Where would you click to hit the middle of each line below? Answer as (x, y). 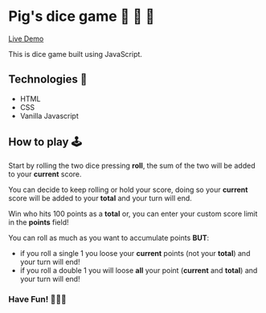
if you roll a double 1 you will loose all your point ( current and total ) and (139, 270)
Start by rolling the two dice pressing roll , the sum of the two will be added (132, 165)
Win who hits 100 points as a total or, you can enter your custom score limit (133, 213)
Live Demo (26, 39)
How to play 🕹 (45, 142)
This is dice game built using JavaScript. (76, 54)
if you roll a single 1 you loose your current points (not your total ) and (135, 253)
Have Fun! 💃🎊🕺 (37, 299)
